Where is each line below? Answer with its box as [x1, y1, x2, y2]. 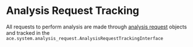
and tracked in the [6, 29, 50, 36]
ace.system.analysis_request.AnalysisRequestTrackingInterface [6, 35, 164, 41]
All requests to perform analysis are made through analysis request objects [6, 23, 187, 30]
